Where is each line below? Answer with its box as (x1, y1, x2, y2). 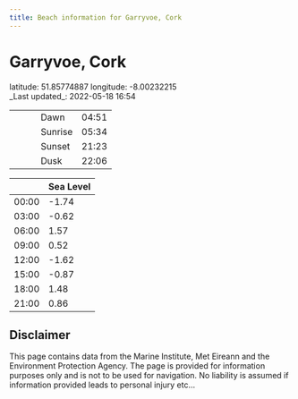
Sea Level (47, 180, 91, 192)
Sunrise (40, 125, 73, 138)
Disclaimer (9, 327, 71, 343)
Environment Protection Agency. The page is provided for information (9, 361, 266, 371)
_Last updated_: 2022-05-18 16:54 (9, 90, 136, 101)
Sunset (40, 140, 71, 152)
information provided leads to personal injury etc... (9, 379, 196, 390)
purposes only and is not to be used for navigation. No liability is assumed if (9, 370, 289, 381)
